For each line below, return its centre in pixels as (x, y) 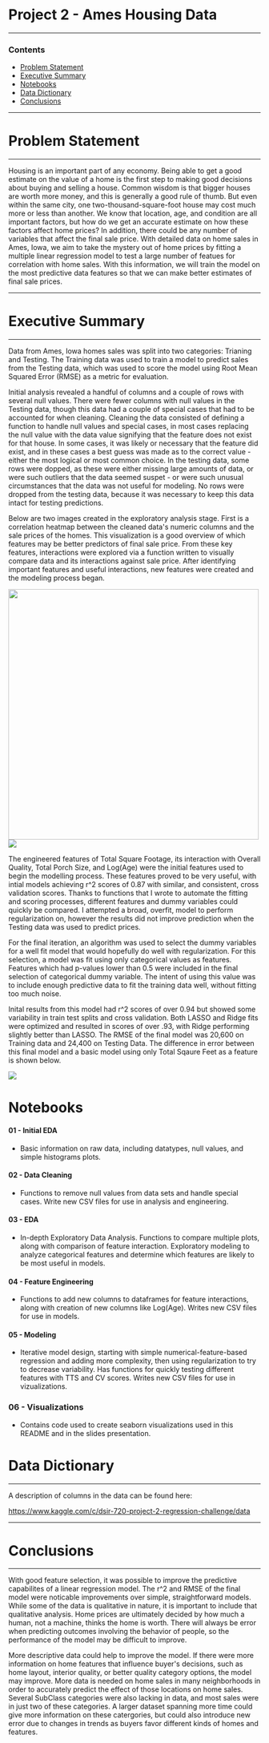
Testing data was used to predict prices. (75, 927)
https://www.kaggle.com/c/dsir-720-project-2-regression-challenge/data (129, 1511)
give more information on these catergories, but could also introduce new (129, 1715)
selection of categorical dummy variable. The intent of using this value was (132, 977)
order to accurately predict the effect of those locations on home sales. (126, 1689)
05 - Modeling (32, 1334)
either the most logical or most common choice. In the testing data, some (129, 460)
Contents (27, 50)
